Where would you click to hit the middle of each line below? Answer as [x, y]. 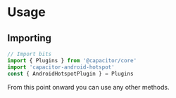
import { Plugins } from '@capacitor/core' [72, 60]
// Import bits [30, 54]
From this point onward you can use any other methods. [88, 87]
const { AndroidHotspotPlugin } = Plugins [70, 73]
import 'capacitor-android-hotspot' [61, 67]
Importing [29, 38]
